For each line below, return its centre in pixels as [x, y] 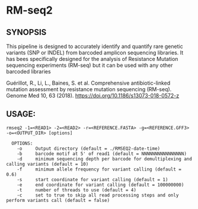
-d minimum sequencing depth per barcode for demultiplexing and [105, 159]
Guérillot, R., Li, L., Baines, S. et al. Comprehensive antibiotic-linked [88, 83]
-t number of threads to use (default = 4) [76, 190]
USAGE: [21, 114]
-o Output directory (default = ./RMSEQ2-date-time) [89, 149]
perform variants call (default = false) [58, 200]
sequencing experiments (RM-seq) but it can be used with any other [90, 65]
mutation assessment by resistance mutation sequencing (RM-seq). [89, 89]
